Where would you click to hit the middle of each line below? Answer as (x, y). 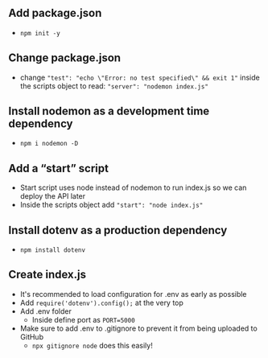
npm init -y (40, 33)
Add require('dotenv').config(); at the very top (101, 302)
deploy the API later (53, 196)
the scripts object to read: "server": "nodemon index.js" (114, 86)
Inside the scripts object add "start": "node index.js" (111, 205)
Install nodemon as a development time (109, 111)
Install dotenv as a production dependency (118, 230)
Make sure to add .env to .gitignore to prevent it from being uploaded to (138, 328)
